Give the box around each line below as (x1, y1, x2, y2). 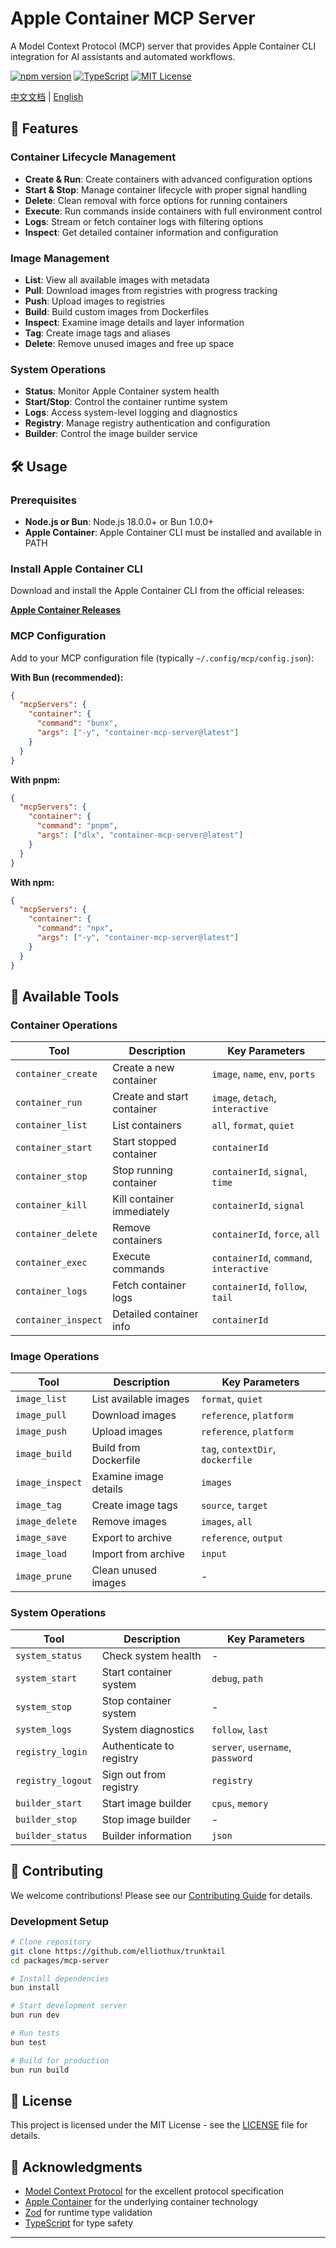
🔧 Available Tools (10, 988, 120, 1005)
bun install (10, 1983, 60, 1993)
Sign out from (101, 1767, 167, 1781)
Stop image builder (101, 1812, 192, 1826)
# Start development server (10, 2001, 128, 2011)
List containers (112, 1118, 182, 1132)
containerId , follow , (211, 1280, 308, 1294)
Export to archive (91, 1531, 173, 1545)
